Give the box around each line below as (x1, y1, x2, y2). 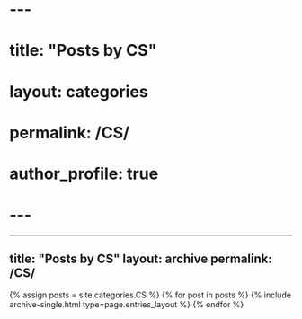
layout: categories (9, 81, 148, 102)
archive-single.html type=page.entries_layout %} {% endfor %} (9, 298, 244, 309)
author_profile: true (9, 164, 159, 183)
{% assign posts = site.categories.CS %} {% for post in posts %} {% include (9, 289, 292, 300)
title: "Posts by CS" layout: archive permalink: (9, 252, 272, 267)
